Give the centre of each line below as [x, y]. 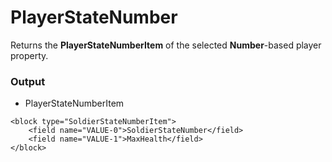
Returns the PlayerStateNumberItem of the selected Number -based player [166, 45]
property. [29, 55]
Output [28, 81]
